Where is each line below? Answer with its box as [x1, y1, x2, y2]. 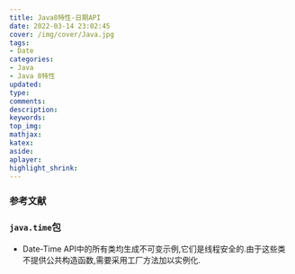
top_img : [9, 122, 42, 131]
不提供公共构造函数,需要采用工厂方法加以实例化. [22, 254, 201, 265]
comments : [9, 96, 47, 106]
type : [9, 88, 30, 97]
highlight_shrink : [9, 164, 78, 172]
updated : [9, 80, 42, 89]
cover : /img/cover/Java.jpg [9, 30, 115, 39]
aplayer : [9, 155, 42, 164]
